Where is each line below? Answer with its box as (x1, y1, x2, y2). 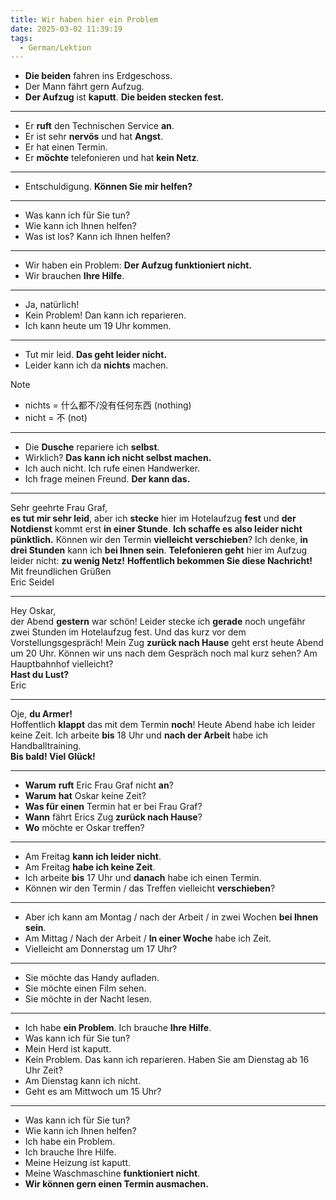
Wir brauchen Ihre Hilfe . (24, 270, 125, 282)
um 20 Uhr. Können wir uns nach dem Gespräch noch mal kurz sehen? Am (10, 647, 318, 660)
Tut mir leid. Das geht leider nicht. (24, 349, 168, 361)
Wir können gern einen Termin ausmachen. (24, 1178, 209, 1190)
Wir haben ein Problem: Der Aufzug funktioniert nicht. (24, 259, 253, 271)
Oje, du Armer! (10, 708, 73, 720)
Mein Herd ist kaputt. (24, 1043, 112, 1055)
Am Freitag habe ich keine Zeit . (24, 861, 156, 873)
